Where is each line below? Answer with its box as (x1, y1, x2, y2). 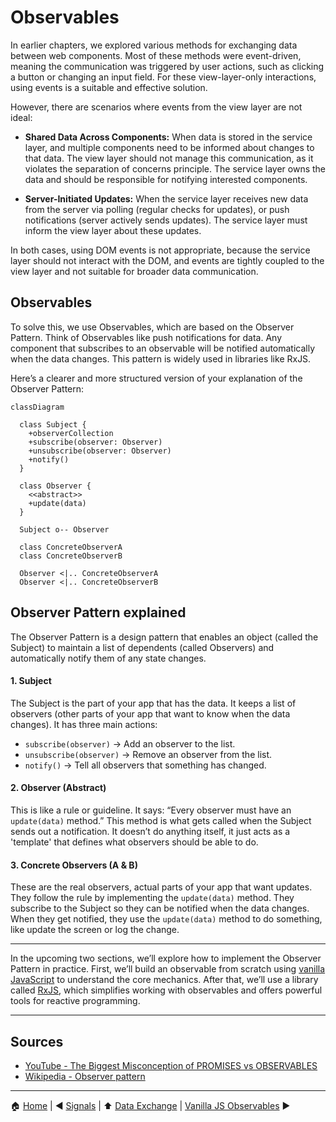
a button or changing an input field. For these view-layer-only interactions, (10, 71, 317, 83)
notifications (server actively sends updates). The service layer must (24, 214, 308, 226)
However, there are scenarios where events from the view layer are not (10, 101, 303, 113)
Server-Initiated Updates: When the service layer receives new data (24, 192, 309, 205)
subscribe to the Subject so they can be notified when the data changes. (10, 902, 310, 915)
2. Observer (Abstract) (10, 782, 107, 794)
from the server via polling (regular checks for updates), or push (24, 203, 290, 215)
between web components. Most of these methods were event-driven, (10, 49, 302, 61)
